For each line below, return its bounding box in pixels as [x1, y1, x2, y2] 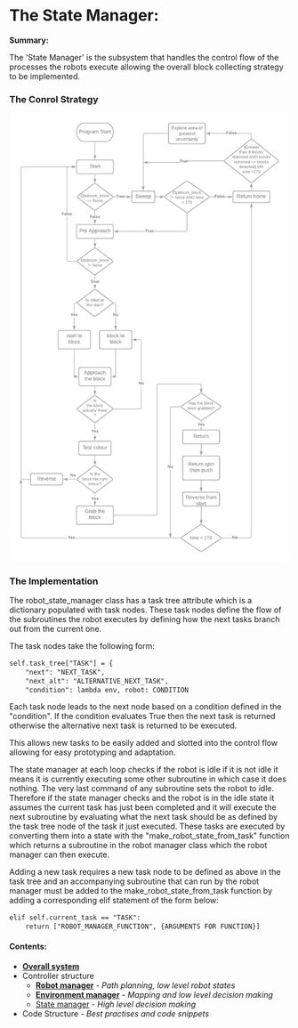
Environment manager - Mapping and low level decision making [35, 989, 273, 1000]
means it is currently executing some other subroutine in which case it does [9, 773, 287, 784]
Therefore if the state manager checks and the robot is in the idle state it [9, 793, 275, 804]
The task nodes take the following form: [9, 641, 156, 652]
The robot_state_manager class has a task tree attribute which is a [9, 595, 253, 606]
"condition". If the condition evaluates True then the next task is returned [9, 711, 276, 722]
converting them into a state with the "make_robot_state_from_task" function [9, 830, 290, 841]
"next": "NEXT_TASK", [25, 668, 105, 677]
